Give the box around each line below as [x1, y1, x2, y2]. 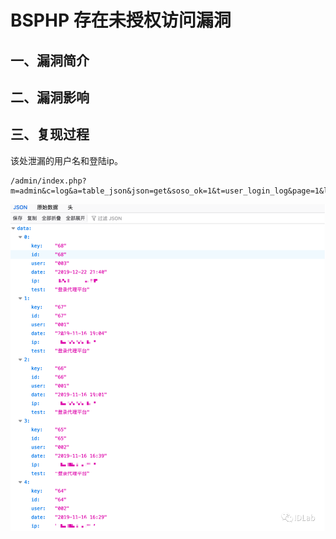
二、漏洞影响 [10, 89, 90, 106]
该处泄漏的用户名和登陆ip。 [10, 154, 123, 166]
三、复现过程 [10, 126, 90, 143]
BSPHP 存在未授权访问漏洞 [10, 9, 232, 32]
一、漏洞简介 [10, 52, 90, 69]
